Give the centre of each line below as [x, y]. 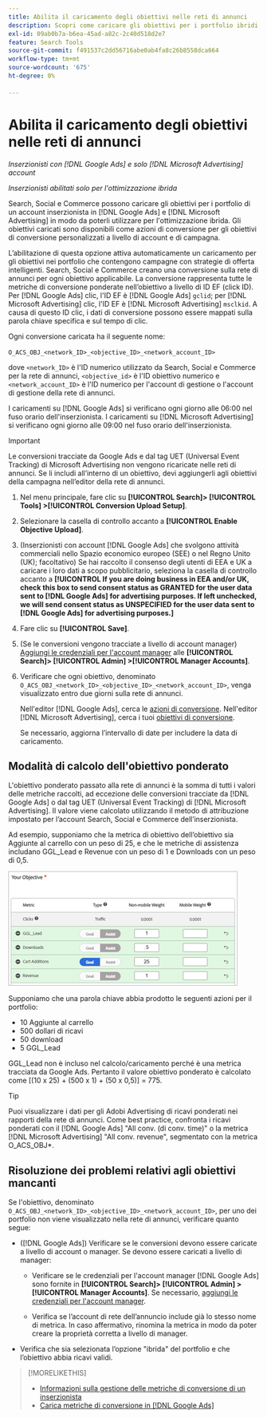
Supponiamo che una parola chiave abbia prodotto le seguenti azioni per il [130, 999]
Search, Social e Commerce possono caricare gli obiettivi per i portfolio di [130, 203]
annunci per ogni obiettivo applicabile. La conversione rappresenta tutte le [130, 278]
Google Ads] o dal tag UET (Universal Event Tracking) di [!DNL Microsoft [128, 802]
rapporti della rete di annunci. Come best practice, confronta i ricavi [120, 1120]
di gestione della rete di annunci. [62, 392]
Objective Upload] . [51, 529]
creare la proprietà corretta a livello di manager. [110, 1333]
